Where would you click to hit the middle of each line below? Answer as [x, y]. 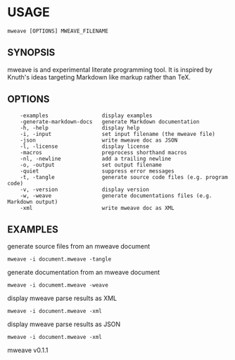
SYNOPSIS [31, 52]
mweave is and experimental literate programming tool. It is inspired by [110, 69]
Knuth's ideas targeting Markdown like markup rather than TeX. [99, 77]
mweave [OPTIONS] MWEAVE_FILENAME [58, 31]
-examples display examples [86, 116]
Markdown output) [33, 201]
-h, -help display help [80, 128]
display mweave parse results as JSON [64, 324]
